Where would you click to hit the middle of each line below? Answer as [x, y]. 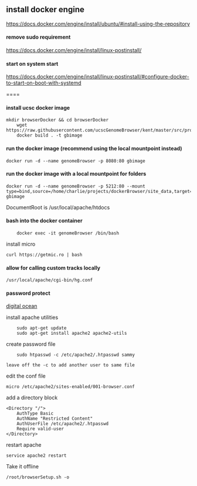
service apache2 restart [36, 456]
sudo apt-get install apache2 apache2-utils [72, 334]
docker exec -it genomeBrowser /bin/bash [68, 233]
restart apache [24, 445]
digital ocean [22, 306]
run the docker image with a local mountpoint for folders [76, 174]
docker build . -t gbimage [50, 135]
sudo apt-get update [42, 328]
